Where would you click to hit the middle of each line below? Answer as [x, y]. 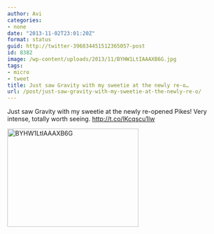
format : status [29, 40]
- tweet [19, 79]
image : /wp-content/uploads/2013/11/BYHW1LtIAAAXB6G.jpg [92, 59]
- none [17, 27]
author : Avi [24, 14]
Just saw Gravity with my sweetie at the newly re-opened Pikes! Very [107, 112]
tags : [15, 66]
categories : [24, 20]
